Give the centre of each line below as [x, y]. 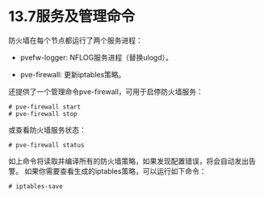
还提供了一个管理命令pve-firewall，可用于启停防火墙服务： [106, 91]
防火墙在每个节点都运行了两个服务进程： [75, 40]
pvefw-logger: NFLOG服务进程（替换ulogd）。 [96, 57]
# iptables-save [36, 186]
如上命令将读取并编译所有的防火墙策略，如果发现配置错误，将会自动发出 [128, 161]
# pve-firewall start [45, 107]
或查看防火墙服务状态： [47, 130]
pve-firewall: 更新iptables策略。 [73, 74]
